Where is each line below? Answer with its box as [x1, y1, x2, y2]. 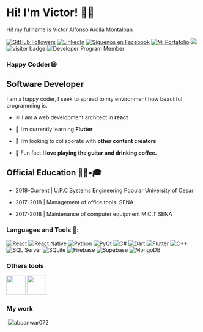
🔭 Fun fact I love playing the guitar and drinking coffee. [15, 149, 157, 157]
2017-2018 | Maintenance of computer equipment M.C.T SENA [15, 210, 172, 218]
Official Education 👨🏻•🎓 [6, 168, 102, 178]
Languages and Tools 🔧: [6, 226, 79, 234]
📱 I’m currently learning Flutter [15, 125, 93, 133]
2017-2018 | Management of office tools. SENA [15, 199, 134, 206]
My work [6, 304, 34, 312]
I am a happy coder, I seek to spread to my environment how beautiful [6, 95, 183, 103]
